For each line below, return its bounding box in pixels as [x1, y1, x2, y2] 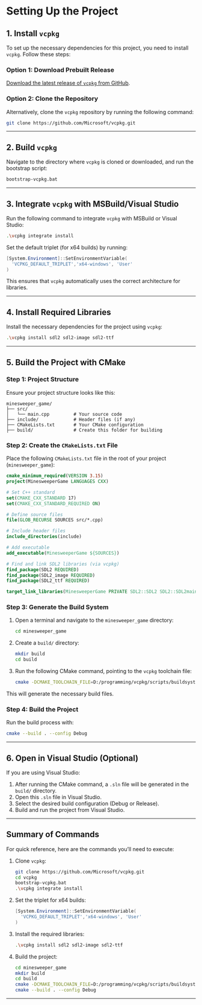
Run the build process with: [6, 719, 74, 726]
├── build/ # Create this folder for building [6, 427, 163, 433]
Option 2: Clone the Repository [6, 95, 99, 103]
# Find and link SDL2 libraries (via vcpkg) [6, 561, 120, 567]
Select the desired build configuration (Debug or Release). [14, 800, 159, 807]
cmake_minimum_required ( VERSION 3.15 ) [6, 473, 103, 479]
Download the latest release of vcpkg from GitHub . [6, 80, 130, 87]
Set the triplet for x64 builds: [14, 896, 86, 904]
